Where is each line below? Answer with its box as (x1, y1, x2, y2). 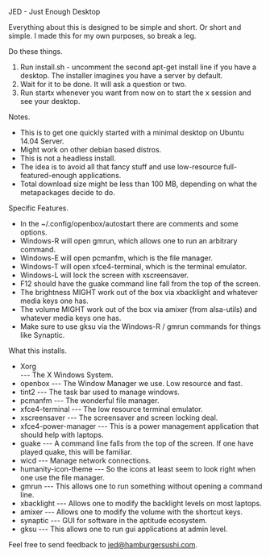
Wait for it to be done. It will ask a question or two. (19, 80, 187, 89)
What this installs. (8, 346, 67, 355)
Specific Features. (8, 203, 69, 213)
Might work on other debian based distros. (19, 145, 162, 154)
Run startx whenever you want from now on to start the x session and (19, 88, 251, 98)
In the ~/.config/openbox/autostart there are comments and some (19, 219, 239, 228)
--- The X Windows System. (19, 370, 114, 380)
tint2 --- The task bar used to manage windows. (19, 387, 180, 397)
